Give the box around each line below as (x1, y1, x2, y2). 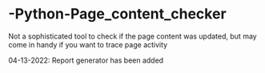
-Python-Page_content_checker (8, 5, 227, 23)
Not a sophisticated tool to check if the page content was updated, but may (8, 31, 258, 41)
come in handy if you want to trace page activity (8, 39, 168, 49)
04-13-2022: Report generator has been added (8, 55, 164, 65)
